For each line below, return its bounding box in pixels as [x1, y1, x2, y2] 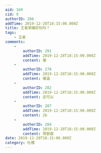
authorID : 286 [5, 16, 34, 21]
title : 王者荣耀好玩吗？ [5, 26, 50, 31]
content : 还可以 [23, 94, 54, 99]
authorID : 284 [23, 122, 52, 127]
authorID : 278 [23, 67, 52, 72]
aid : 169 [5, 7, 23, 12]
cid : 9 [5, 12, 19, 17]
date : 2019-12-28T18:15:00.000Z [5, 136, 71, 141]
